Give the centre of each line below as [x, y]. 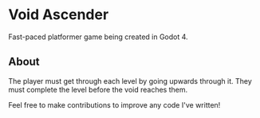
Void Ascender [59, 15]
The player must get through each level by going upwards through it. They [130, 81]
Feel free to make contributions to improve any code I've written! [114, 104]
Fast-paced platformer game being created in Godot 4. [98, 37]
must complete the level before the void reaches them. [98, 89]
